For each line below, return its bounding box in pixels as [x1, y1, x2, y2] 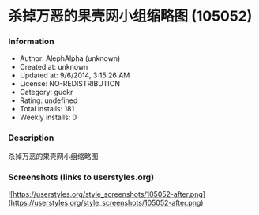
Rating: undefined [19, 96, 78, 105]
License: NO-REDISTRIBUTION [19, 79, 121, 89]
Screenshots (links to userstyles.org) [8, 172, 155, 183]
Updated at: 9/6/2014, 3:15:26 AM [19, 70, 130, 80]
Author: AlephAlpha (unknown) [19, 54, 121, 63]
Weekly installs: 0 [19, 112, 77, 123]
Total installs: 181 [19, 104, 75, 114]
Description [8, 132, 54, 143]
